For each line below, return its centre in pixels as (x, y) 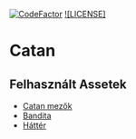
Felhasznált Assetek (68, 84)
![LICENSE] (85, 14)
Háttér (34, 125)
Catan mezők (47, 106)
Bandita (37, 115)
